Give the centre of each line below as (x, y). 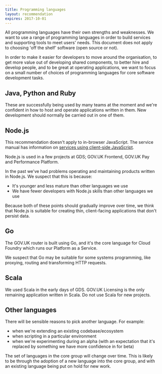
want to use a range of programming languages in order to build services (78, 37)
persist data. (17, 216)
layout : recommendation (29, 14)
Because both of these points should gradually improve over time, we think (80, 205)
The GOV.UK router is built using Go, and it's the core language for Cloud (78, 243)
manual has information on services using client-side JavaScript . (70, 147)
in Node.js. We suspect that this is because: (49, 176)
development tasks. (25, 78)
